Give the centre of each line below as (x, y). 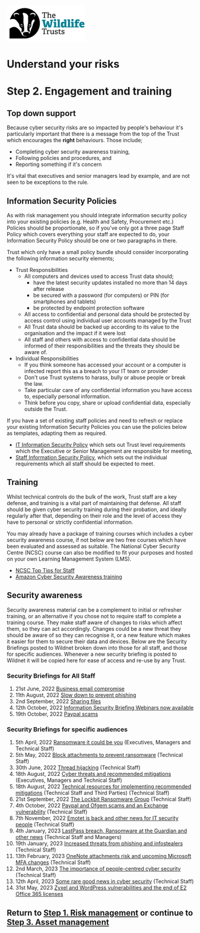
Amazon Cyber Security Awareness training (69, 577)
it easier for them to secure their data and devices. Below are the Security (97, 641)
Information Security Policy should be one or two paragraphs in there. (92, 240)
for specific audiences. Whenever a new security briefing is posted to (92, 654)
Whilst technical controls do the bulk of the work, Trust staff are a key (92, 497)
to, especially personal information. (67, 396)
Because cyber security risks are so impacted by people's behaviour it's (95, 128)
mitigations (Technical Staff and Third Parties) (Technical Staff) (92, 793)
